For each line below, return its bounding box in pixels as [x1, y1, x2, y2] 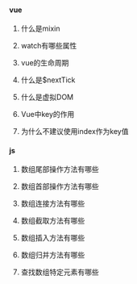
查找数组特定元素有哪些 [20, 267, 99, 277]
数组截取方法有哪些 [20, 216, 85, 226]
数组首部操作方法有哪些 [20, 182, 99, 191]
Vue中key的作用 [20, 110, 75, 119]
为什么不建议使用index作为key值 [20, 127, 129, 136]
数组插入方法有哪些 [20, 233, 85, 243]
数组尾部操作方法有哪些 [20, 165, 99, 174]
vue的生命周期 [20, 58, 69, 68]
